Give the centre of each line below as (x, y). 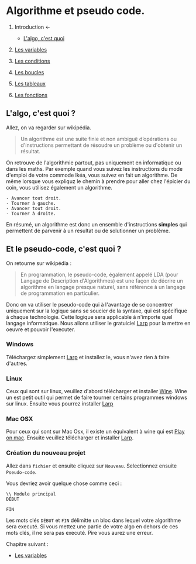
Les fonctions (31, 95)
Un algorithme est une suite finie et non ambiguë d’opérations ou (99, 139)
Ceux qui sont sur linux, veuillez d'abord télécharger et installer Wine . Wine (97, 391)
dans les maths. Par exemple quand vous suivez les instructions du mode (94, 168)
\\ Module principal (31, 494)
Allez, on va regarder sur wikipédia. (49, 128)
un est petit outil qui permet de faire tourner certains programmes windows (97, 398)
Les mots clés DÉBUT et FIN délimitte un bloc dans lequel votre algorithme (94, 520)
